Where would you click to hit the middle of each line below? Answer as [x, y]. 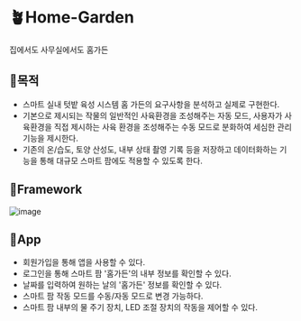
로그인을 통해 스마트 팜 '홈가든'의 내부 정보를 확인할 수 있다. [127, 274]
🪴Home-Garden [72, 18]
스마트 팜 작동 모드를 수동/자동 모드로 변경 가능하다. [113, 296]
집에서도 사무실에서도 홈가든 [59, 50]
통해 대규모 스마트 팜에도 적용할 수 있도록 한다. [121, 160]
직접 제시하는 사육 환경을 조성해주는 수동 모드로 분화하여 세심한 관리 [173, 126]
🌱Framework [46, 190]
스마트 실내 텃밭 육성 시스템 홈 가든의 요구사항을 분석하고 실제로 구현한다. [151, 104]
